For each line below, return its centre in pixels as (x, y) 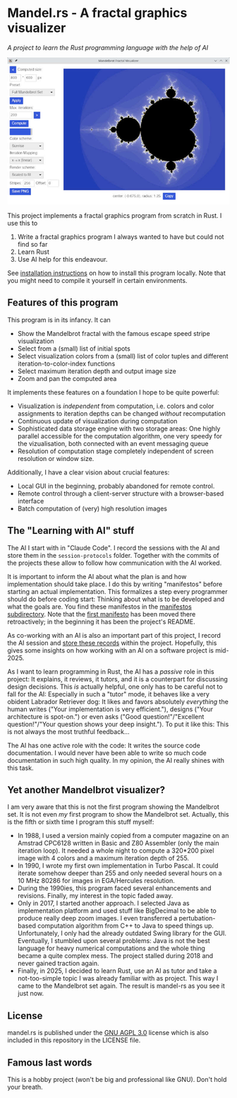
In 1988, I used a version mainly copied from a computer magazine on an (123, 836)
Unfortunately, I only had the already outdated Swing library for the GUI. (122, 933)
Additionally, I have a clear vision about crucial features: (89, 472)
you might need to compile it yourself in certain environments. (97, 280)
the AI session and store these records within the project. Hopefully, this (112, 643)
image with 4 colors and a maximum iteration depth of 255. (103, 858)
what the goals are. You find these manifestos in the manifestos (99, 607)
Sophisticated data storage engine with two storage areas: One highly (119, 428)
